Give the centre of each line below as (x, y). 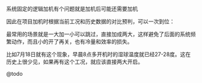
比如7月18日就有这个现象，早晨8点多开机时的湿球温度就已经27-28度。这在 (99, 54)
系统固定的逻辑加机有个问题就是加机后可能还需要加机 (72, 9)
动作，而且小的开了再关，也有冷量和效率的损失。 (72, 41)
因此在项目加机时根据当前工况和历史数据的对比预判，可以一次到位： (90, 21)
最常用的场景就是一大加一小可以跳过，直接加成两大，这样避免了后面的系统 (98, 34)
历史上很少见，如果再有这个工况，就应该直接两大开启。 (75, 62)
